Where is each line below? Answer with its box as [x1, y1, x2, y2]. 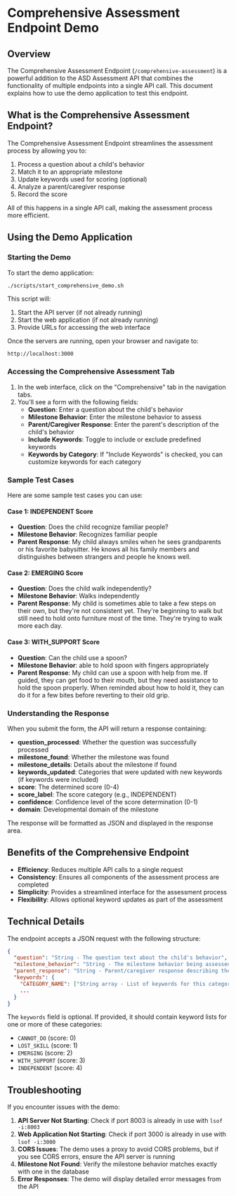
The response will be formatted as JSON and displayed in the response [7, 818, 214, 827]
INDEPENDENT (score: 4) [17, 1064, 83, 1072]
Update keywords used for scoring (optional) [17, 174, 147, 184]
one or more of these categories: [7, 1020, 103, 1029]
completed [17, 880, 49, 889]
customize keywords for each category [27, 457, 142, 465]
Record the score [17, 190, 68, 198]
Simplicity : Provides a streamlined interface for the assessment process [17, 887, 227, 896]
